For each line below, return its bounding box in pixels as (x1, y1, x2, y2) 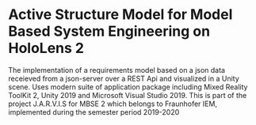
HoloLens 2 (8, 40, 85, 57)
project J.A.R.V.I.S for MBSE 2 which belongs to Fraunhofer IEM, (8, 99, 218, 108)
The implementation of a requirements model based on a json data (8, 65, 226, 74)
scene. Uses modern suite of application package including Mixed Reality (8, 81, 248, 92)
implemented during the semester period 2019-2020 (8, 107, 180, 116)
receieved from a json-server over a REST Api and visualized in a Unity (8, 74, 239, 83)
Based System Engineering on (8, 22, 211, 40)
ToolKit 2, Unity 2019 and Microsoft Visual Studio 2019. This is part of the (8, 90, 247, 100)
